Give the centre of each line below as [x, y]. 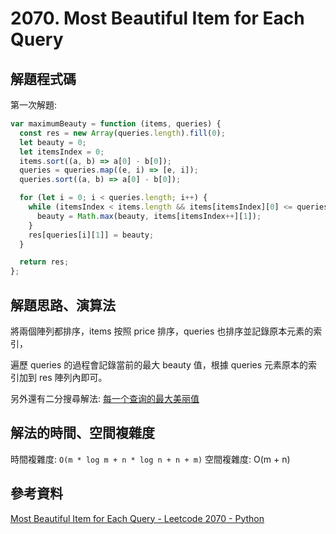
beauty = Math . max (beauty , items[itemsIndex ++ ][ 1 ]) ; [149, 216]
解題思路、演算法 [63, 305]
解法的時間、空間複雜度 [82, 433]
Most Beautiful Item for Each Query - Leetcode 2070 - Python [137, 518]
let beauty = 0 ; [53, 142]
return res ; [44, 262]
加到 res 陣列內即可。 [63, 377]
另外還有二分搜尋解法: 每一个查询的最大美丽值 [105, 398]
